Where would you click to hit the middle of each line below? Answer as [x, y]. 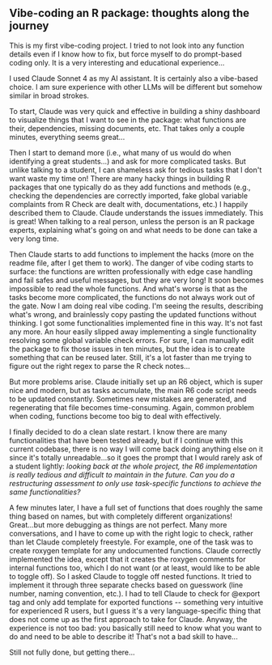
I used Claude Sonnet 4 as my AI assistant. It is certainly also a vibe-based [134, 78]
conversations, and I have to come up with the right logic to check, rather [131, 533]
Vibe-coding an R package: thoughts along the [130, 13]
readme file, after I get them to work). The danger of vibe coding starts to [132, 263]
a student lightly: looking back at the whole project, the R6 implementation [134, 466]
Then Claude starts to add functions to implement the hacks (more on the [132, 254]
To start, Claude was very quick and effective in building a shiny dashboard [135, 111]
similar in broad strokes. [49, 95]
